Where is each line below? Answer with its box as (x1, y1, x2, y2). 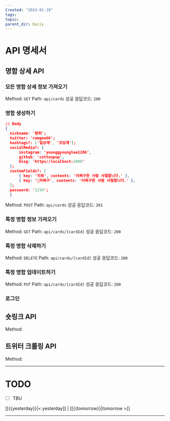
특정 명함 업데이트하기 (5, 268, 56, 275)
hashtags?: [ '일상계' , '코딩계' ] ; (10, 140, 76, 145)
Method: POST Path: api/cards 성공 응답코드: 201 (5, 202, 103, 208)
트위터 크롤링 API (5, 342, 57, 350)
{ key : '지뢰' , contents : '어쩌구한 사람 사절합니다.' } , (18, 173, 130, 179)
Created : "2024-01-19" (5, 7, 53, 13)
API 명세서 (5, 45, 47, 56)
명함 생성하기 (5, 110, 35, 117)
